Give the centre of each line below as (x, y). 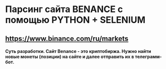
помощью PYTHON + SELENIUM (75, 20)
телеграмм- (149, 57)
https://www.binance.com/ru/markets (67, 39)
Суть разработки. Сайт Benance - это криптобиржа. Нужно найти (78, 51)
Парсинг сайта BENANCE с (64, 9)
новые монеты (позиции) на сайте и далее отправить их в (70, 57)
